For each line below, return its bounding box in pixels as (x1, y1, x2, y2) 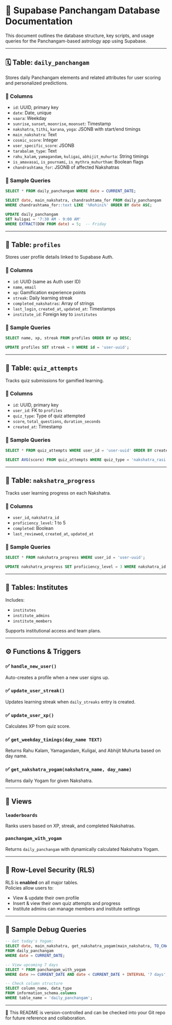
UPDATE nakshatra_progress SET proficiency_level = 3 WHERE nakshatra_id (5, 564, 166, 569)
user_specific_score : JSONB (12, 142, 75, 149)
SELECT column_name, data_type (5, 986, 72, 991)
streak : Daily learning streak (12, 295, 73, 301)
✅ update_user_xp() (5, 711, 54, 719)
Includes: (5, 597, 25, 603)
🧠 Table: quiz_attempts (5, 364, 78, 373)
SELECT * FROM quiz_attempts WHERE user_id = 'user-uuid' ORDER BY (5, 448, 153, 453)
